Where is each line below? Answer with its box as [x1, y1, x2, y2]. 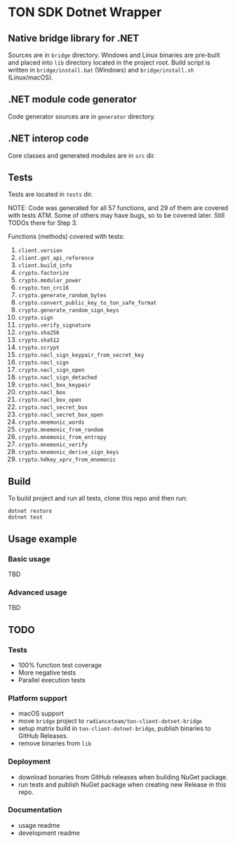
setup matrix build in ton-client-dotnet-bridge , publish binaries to [18, 725, 211, 733]
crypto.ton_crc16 [18, 285, 69, 292]
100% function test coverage [18, 661, 102, 669]
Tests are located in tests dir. [8, 190, 93, 199]
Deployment [8, 757, 51, 767]
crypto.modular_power [18, 277, 81, 285]
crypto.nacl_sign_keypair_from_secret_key [18, 352, 145, 359]
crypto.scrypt [18, 344, 60, 351]
